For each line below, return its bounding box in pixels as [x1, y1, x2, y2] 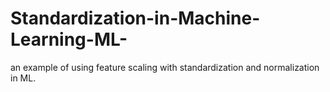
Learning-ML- [10, 28, 128, 51]
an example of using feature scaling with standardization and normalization [10, 61, 320, 73]
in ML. [10, 72, 37, 84]
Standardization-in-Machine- [10, 7, 261, 30]
